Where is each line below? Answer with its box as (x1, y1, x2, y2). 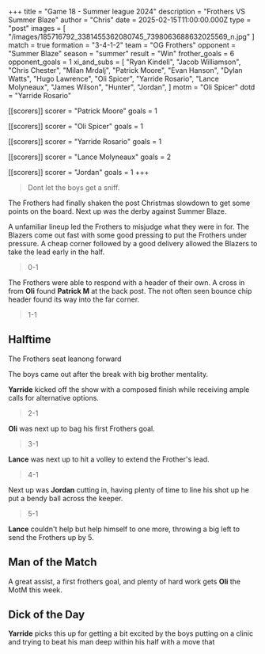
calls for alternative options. (8, 393, 99, 402)
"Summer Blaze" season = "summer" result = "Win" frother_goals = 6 (8, 49, 235, 58)
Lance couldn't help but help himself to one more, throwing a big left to (8, 524, 240, 534)
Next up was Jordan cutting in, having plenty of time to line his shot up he (8, 485, 249, 494)
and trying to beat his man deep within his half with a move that (8, 637, 215, 647)
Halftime (8, 333, 51, 347)
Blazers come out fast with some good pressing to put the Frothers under (8, 230, 248, 240)
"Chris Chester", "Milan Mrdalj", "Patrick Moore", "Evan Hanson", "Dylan (8, 66, 243, 74)
